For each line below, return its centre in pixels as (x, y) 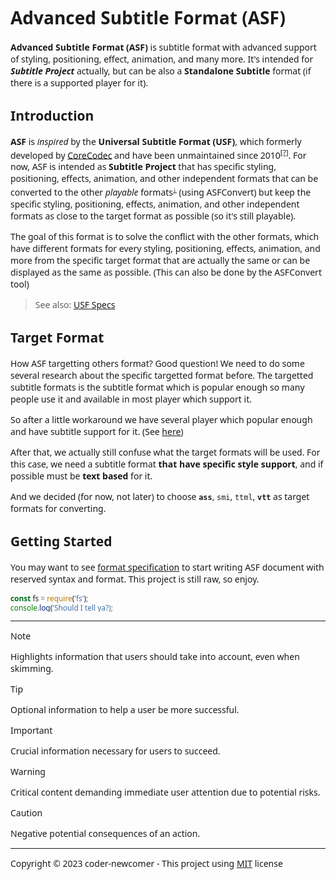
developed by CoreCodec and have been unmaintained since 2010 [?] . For (158, 154)
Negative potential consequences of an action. (105, 833)
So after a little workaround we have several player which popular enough (161, 419)
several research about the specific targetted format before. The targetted (162, 375)
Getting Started (61, 541)
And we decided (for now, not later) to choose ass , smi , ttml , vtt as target (160, 496)
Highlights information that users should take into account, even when (155, 657)
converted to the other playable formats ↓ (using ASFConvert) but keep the (161, 191)
